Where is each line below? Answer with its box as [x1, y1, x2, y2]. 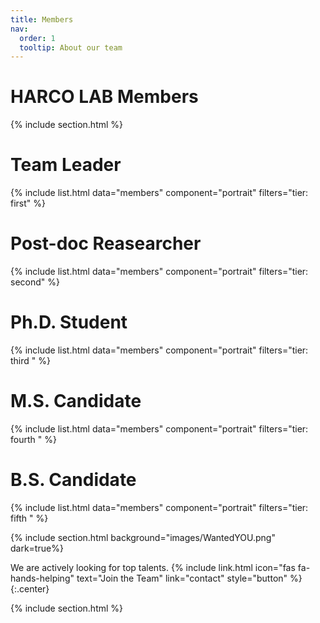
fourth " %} [10, 433, 57, 445]
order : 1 [19, 33, 56, 43]
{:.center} [10, 582, 50, 595]
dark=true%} [10, 542, 64, 554]
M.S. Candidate [10, 390, 142, 413]
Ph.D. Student [10, 311, 128, 334]
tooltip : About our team [19, 42, 123, 53]
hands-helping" [10, 572, 75, 584]
